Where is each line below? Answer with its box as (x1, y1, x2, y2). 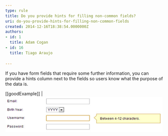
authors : (5, 29, 24, 35)
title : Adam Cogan (10, 40, 49, 45)
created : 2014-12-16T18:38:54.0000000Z (5, 24, 89, 29)
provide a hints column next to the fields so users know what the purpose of (5, 75, 163, 81)
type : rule (5, 8, 28, 13)
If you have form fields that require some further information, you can (5, 70, 149, 76)
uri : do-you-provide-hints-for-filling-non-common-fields (5, 19, 129, 24)
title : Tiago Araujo (10, 50, 53, 55)
